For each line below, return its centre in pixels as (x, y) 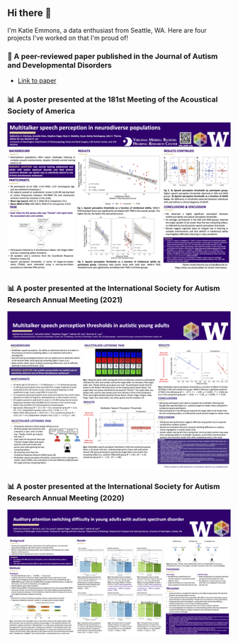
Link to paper (37, 81)
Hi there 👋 (29, 13)
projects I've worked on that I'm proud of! (68, 38)
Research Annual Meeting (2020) (66, 498)
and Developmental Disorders (59, 65)
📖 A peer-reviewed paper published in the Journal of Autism (113, 56)
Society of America (41, 111)
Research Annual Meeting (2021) (65, 300)
